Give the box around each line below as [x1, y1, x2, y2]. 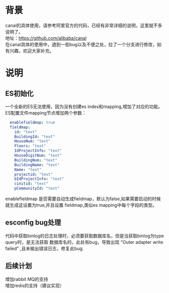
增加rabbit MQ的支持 [5, 276, 48, 282]
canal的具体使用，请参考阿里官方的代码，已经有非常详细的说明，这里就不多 [5, 22, 162, 28]
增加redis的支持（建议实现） [5, 282, 65, 288]
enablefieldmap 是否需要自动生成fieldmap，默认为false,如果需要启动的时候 [5, 196, 161, 202]
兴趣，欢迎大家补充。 [9, 48, 54, 54]
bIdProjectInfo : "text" [14, 176, 65, 181]
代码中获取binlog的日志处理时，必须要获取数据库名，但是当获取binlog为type [5, 233, 164, 239]
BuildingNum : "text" [14, 158, 58, 163]
